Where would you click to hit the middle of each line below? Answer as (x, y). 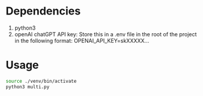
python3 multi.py (28, 87)
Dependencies (43, 11)
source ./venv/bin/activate (41, 81)
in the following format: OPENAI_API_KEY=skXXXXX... (82, 40)
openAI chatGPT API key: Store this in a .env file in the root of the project (105, 34)
